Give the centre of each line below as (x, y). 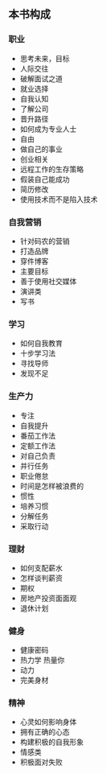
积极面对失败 (41, 762)
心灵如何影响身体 (48, 722)
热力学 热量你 (42, 660)
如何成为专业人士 (48, 129)
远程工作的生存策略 (52, 169)
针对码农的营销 (45, 241)
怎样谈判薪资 (41, 578)
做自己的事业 (41, 149)
